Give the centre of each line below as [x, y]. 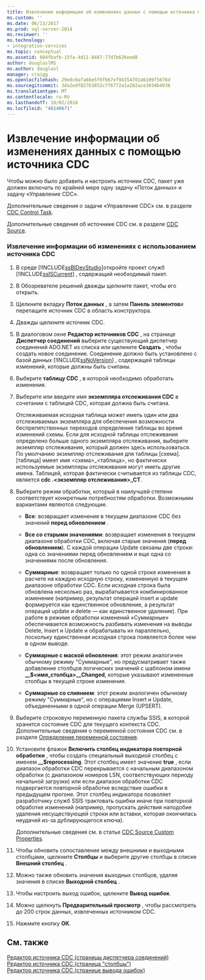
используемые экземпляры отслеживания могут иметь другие [98, 466]
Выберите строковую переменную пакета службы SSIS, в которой [102, 717]
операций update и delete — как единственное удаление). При [106, 611]
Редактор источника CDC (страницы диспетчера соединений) [88, 957]
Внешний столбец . [41, 863]
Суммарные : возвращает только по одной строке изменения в [108, 572]
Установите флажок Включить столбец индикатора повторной [99, 749]
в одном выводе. [47, 643]
